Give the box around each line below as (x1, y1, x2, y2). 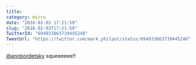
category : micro (6, 14, 46, 20)
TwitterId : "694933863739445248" (6, 31, 88, 37)
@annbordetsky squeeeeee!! (6, 53, 77, 59)
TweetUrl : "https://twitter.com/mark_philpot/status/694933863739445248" (6, 36, 191, 42)
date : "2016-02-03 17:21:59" (6, 19, 78, 25)
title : (6, 8, 22, 15)
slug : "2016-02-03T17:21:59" (6, 25, 78, 31)
